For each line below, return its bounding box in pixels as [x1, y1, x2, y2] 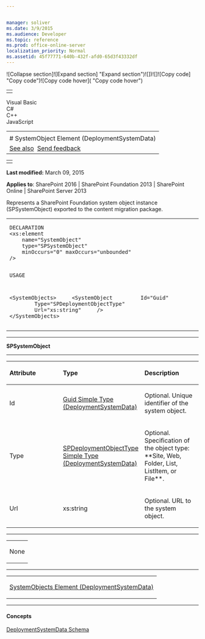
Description [144, 369, 179, 377]
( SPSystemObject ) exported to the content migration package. [6, 205, 164, 212]
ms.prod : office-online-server [6, 42, 86, 49]
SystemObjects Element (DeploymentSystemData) [9, 583, 154, 591]
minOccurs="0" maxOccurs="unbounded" [21, 248, 132, 255]
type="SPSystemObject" [21, 242, 88, 249]
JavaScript [6, 118, 34, 125]
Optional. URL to [144, 497, 192, 505]
